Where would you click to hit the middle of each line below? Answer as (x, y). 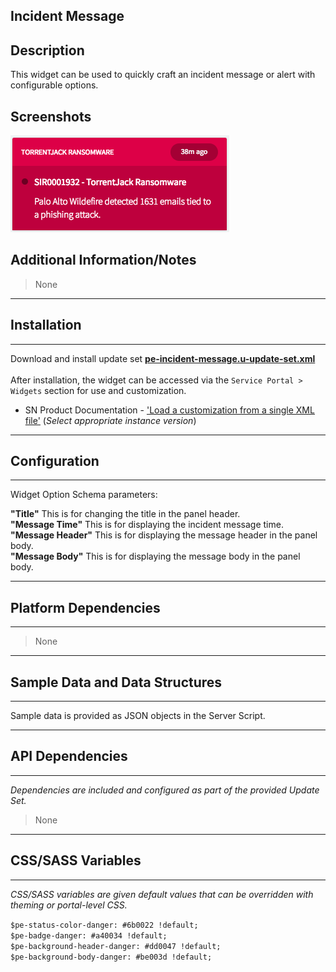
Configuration (55, 461)
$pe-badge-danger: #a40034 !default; (89, 935)
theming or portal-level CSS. (69, 905)
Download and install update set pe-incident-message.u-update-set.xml (163, 358)
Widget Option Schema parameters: (84, 495)
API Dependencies (69, 756)
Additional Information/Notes (103, 260)
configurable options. (54, 85)
